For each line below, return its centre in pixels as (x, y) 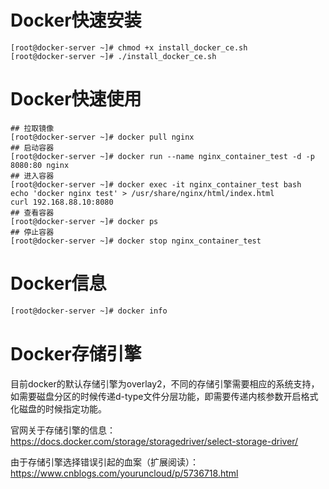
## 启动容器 (32, 147)
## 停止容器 (32, 232)
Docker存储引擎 (76, 353)
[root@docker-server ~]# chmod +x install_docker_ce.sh (129, 47)
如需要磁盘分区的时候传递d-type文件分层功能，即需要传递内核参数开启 (156, 396)
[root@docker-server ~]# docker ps (84, 221)
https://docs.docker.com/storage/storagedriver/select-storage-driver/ (154, 441)
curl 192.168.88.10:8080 (62, 202)
